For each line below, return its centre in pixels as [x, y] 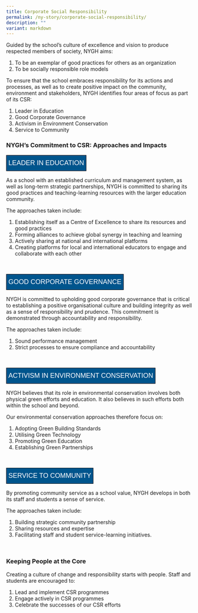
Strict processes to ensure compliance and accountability [85, 347]
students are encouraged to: [41, 580]
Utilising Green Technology [48, 435]
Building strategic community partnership [65, 522]
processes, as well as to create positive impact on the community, [87, 87]
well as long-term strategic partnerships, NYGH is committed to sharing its [97, 186]
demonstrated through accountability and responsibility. [74, 318]
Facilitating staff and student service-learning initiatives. [83, 535]
